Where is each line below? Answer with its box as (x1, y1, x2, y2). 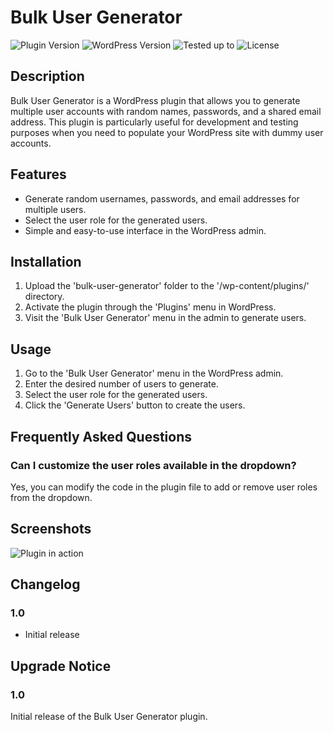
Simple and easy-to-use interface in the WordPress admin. (24, 224, 267, 236)
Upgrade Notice (10, 657, 112, 675)
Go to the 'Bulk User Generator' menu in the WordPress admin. (24, 367, 284, 380)
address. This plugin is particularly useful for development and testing (10, 116, 299, 128)
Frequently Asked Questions (10, 428, 193, 445)
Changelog (10, 576, 81, 593)
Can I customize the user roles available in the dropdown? (10, 458, 297, 472)
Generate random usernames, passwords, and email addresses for (24, 192, 300, 205)
